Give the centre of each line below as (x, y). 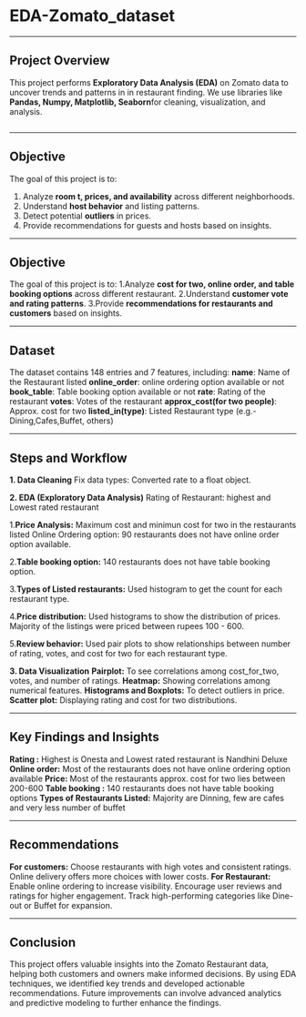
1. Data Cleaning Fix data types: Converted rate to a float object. (131, 480)
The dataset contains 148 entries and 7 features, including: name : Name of (150, 372)
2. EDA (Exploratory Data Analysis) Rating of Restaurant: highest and (140, 498)
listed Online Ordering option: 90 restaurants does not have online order (144, 534)
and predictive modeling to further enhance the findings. (115, 1003)
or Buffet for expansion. (68, 905)
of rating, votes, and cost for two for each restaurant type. (118, 653)
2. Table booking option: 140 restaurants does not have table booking (140, 562)
